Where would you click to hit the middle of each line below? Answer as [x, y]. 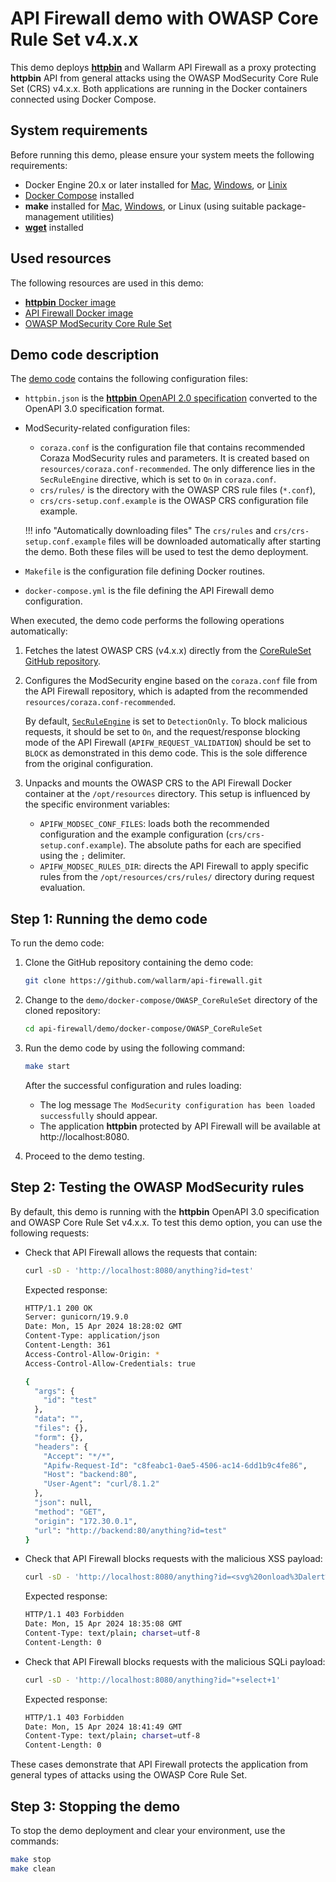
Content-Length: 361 [67, 1345]
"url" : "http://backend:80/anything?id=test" [130, 1530]
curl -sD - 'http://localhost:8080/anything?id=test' [139, 1270]
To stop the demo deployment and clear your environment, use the [148, 1830]
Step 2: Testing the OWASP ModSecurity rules [157, 1187]
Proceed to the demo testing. [84, 1156]
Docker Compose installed [79, 195]
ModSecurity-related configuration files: [107, 428]
